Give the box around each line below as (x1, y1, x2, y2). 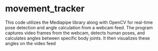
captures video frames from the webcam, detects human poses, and (5, 30, 145, 36)
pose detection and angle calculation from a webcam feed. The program (5, 24, 153, 30)
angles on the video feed (5, 40, 56, 46)
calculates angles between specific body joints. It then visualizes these (5, 35, 150, 41)
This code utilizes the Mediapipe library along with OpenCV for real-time (5, 19, 153, 25)
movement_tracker (5, 3, 85, 14)
